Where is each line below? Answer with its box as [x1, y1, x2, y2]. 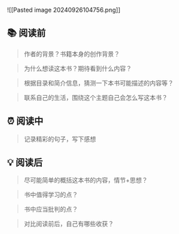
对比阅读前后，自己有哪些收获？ [23, 220, 114, 228]
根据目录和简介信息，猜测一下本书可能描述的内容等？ [23, 79, 174, 87]
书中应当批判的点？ [23, 205, 79, 213]
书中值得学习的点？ [23, 191, 79, 199]
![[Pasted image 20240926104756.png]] [7, 6, 121, 14]
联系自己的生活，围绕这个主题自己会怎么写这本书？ [23, 93, 168, 101]
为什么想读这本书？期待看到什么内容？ [23, 64, 132, 73]
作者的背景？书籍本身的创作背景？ [23, 49, 120, 57]
